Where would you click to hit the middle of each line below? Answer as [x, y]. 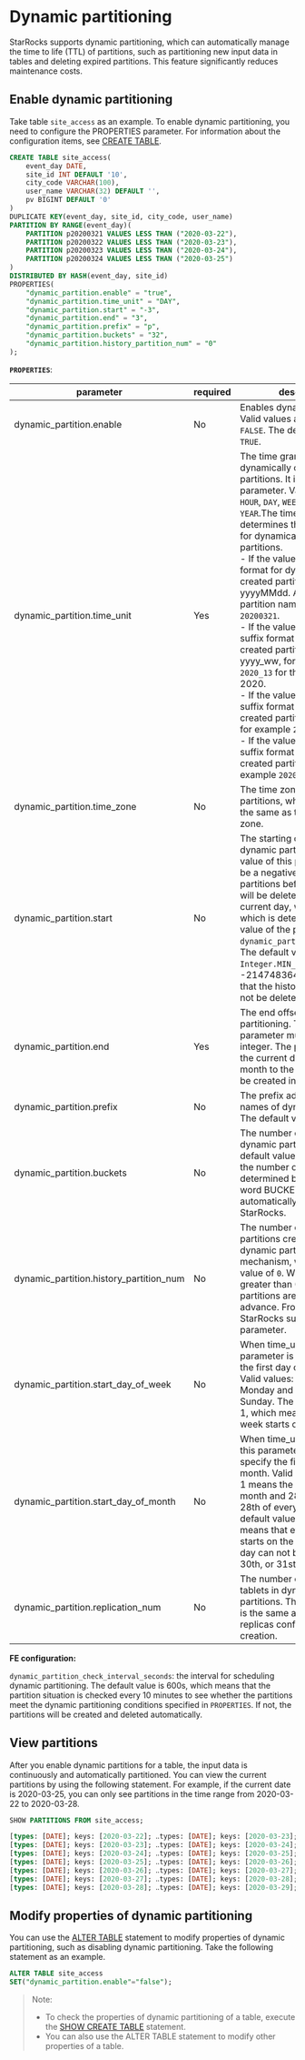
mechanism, [266, 1261]
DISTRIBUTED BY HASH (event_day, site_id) [89, 276]
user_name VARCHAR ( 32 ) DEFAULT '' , [93, 192]
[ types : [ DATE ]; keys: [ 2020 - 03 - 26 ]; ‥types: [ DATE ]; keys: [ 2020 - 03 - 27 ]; [153, 1870]
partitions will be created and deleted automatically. [106, 1714]
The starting [266, 838]
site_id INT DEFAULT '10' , [77, 175]
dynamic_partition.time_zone [75, 806]
